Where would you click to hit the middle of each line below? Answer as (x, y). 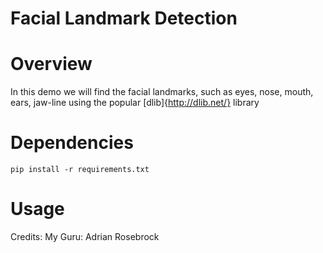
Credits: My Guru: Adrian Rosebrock (85, 236)
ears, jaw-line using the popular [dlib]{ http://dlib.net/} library (135, 103)
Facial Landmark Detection (124, 18)
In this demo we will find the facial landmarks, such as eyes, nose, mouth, (162, 92)
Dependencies (72, 143)
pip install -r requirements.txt (80, 170)
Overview (51, 64)
